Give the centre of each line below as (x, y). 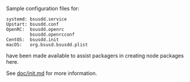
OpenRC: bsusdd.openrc (35, 29)
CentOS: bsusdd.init (33, 40)
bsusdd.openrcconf (52, 35)
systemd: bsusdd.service (36, 19)
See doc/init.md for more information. (51, 73)
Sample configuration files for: (43, 8)
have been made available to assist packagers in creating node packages (95, 56)
